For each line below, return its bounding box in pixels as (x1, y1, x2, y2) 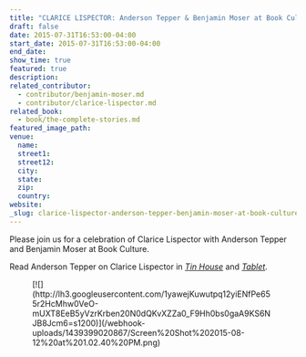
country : (17, 192, 51, 201)
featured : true (9, 65, 67, 74)
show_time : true (9, 56, 71, 65)
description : (9, 73, 59, 82)
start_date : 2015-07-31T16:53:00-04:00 (9, 38, 161, 48)
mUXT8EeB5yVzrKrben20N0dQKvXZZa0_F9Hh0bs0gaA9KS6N (32, 308, 271, 319)
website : (9, 200, 43, 210)
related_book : (9, 107, 64, 116)
